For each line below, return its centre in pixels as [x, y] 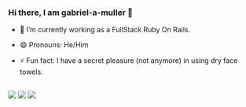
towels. [31, 72]
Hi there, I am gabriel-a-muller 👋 [71, 13]
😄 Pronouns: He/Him [54, 45]
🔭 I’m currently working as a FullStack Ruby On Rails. [105, 30]
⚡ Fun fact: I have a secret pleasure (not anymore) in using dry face [129, 61]
